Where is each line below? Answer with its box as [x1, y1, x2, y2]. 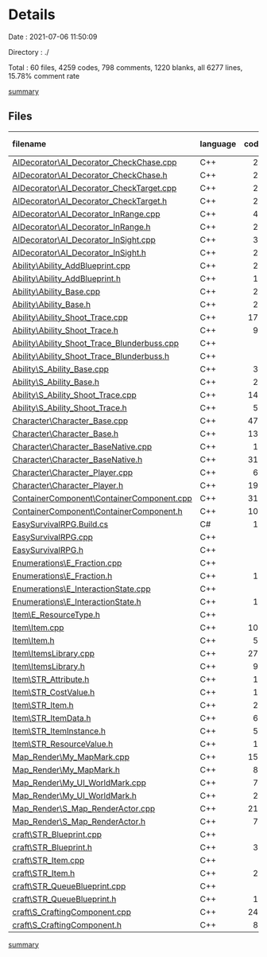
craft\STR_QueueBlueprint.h [12, 893, 117, 904]
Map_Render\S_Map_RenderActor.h [12, 815, 145, 827]
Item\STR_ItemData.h [12, 712, 91, 723]
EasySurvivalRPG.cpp [12, 531, 94, 543]
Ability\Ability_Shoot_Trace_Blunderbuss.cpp [12, 337, 180, 348]
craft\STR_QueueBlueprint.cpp [12, 881, 126, 892]
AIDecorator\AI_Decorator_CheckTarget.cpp [12, 182, 177, 193]
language [199, 138, 237, 149]
